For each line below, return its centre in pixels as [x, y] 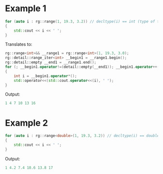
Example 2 [27, 123]
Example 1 [26, 9]
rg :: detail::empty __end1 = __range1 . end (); [51, 62]
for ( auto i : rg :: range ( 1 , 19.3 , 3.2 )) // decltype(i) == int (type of [80, 21]
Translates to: [19, 44]
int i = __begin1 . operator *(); [45, 76]
